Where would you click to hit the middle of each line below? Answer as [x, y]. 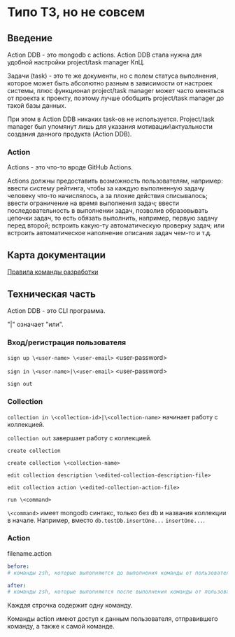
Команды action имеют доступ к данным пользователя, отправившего [113, 619]
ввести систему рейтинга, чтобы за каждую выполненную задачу [106, 188]
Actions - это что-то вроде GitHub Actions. [70, 167]
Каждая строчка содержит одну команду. [70, 605]
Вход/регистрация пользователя [67, 342]
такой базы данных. [37, 105]
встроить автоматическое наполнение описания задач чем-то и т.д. [109, 233]
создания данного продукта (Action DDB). [70, 134]
